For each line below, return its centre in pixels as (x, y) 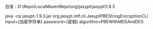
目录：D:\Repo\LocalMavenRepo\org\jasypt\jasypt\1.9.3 (60, 6)
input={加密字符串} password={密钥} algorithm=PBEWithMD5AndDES (74, 22)
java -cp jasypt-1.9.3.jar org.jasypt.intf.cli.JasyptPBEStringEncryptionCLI (76, 16)
